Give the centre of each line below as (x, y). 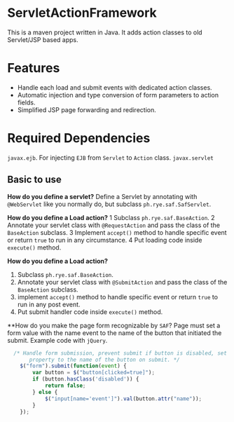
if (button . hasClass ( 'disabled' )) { (86, 379)
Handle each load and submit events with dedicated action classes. (115, 87)
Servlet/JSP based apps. (43, 39)
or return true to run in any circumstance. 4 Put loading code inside (105, 240)
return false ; (65, 386)
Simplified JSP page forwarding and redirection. (87, 109)
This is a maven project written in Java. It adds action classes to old (105, 32)
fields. (26, 102)
